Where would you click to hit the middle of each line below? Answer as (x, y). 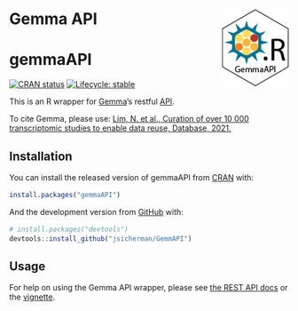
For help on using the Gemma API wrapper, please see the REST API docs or (149, 288)
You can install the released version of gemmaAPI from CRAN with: (132, 177)
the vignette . (32, 297)
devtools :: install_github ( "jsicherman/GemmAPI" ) (101, 239)
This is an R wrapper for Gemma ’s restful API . (92, 101)
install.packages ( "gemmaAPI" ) (65, 195)
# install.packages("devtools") (69, 229)
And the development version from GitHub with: (96, 211)
